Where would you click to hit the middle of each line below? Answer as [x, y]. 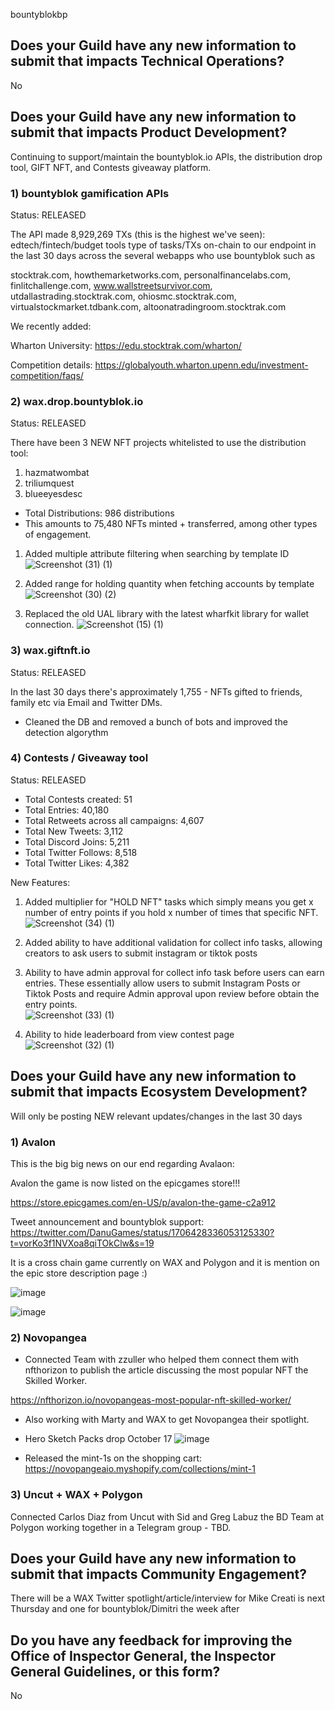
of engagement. [58, 535]
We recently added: [51, 326]
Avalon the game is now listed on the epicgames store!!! [125, 1183]
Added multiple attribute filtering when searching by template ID [157, 554]
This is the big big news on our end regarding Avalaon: [122, 1163]
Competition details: [51, 365]
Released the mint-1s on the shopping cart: [113, 1458]
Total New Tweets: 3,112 [74, 831]
